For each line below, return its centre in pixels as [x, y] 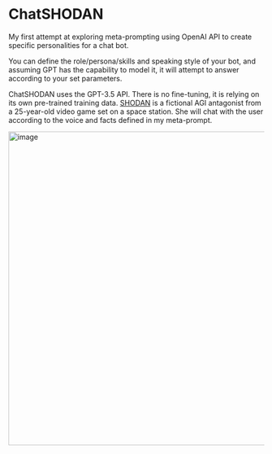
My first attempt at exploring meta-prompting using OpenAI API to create [130, 37]
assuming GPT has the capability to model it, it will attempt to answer [124, 69]
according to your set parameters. [65, 78]
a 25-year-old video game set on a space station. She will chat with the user [136, 111]
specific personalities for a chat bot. [69, 45]
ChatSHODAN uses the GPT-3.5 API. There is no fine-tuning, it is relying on [134, 94]
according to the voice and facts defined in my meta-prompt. [110, 120]
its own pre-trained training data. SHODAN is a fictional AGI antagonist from [135, 103]
